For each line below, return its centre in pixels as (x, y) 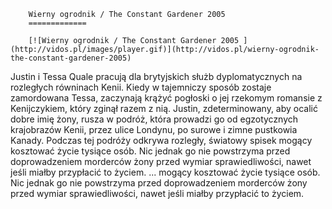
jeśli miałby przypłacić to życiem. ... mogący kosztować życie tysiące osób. (165, 172)
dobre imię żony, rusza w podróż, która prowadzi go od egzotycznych (154, 119)
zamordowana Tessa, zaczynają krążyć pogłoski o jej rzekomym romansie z (166, 98)
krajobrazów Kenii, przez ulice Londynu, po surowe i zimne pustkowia (154, 129)
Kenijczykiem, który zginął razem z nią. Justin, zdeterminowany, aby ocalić (164, 108)
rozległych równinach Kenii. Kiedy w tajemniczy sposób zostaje (141, 87)
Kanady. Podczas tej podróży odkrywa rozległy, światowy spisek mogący (161, 140)
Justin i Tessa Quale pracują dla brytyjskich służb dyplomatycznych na (156, 76)
